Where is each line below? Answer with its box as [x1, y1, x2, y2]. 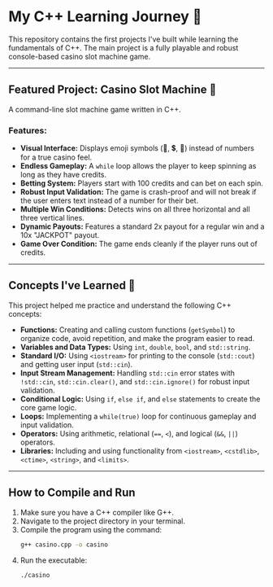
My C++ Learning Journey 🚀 [8, 7, 202, 26]
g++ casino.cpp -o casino [19, 541, 108, 549]
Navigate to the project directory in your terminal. [19, 516, 185, 526]
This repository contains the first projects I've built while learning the [8, 34, 239, 44]
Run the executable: [19, 555, 88, 565]
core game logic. [19, 402, 77, 412]
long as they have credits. [19, 170, 107, 180]
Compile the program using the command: [19, 524, 162, 534]
